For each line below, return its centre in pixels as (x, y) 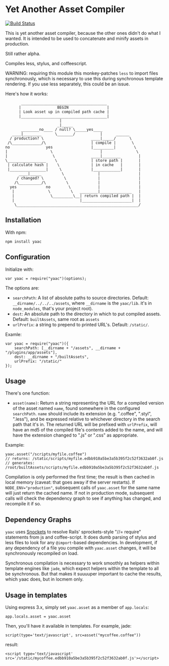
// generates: (20, 463)
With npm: (16, 232)
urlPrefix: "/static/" (38, 361)
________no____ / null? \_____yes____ (62, 129)
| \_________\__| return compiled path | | (76, 196)
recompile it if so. (23, 504)
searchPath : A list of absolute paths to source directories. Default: (80, 298)
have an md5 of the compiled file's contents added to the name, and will (88, 430)
